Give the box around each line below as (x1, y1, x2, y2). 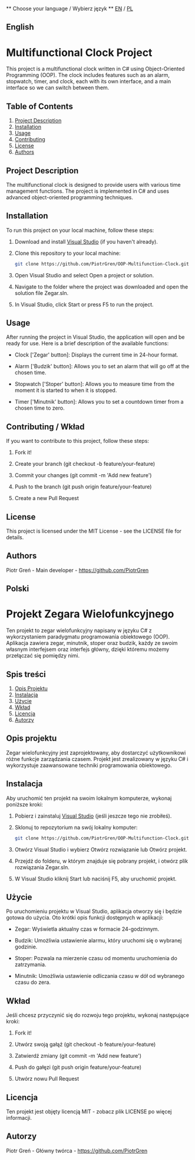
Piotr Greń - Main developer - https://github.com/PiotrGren (6, 566, 149, 573)
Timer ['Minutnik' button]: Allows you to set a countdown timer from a (14, 398, 184, 406)
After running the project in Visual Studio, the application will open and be (6, 333, 185, 341)
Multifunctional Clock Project (6, 46, 153, 59)
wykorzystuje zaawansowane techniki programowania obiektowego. (6, 762, 172, 769)
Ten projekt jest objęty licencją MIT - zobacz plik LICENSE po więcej (6, 1108, 172, 1115)
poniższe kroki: (6, 801, 43, 808)
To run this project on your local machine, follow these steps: (6, 226, 154, 234)
